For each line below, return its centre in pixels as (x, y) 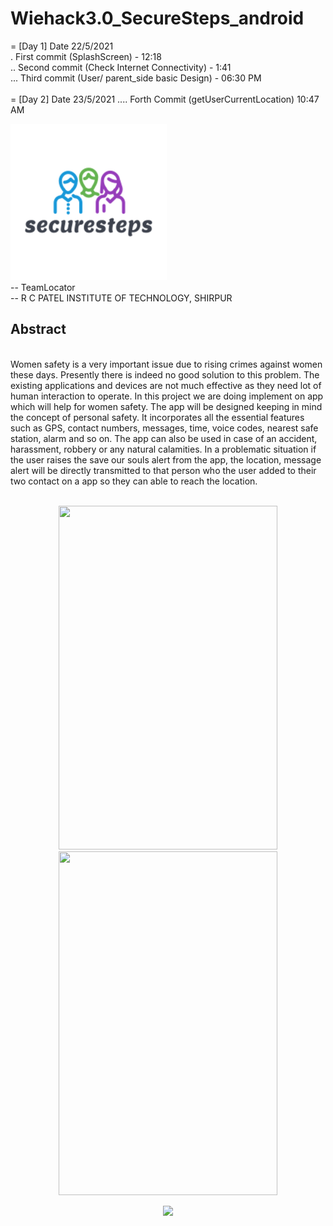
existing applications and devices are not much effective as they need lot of (166, 385)
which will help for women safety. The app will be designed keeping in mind (166, 406)
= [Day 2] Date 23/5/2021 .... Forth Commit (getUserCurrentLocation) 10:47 (165, 99)
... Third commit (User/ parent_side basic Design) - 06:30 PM (136, 78)
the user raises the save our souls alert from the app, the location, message (166, 459)
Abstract (38, 329)
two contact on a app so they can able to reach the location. (134, 481)
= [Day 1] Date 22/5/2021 (62, 46)
